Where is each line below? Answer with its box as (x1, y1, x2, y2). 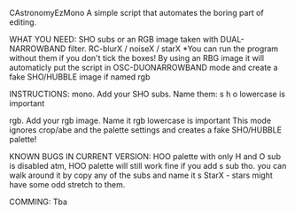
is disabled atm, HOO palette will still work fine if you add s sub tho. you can (9, 161, 287, 171)
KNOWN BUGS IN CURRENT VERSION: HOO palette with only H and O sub (9, 151, 282, 162)
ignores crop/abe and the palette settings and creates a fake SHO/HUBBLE (9, 125, 282, 135)
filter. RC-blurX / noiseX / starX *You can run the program (67, 43, 279, 54)
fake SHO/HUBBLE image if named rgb (9, 72, 151, 82)
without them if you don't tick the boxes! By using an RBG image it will (9, 53, 265, 63)
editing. (9, 17, 37, 27)
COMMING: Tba (9, 196, 68, 207)
